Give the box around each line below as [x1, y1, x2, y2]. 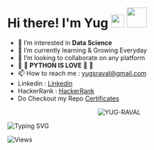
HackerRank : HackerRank [17, 86, 94, 95]
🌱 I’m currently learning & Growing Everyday [17, 46, 148, 54]
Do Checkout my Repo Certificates [17, 94, 119, 103]
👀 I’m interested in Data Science [17, 38, 112, 47]
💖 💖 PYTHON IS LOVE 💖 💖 [17, 61, 94, 69]
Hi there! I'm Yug [7, 15, 109, 31]
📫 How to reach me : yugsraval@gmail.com [17, 69, 147, 77]
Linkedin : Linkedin [17, 79, 73, 88]
